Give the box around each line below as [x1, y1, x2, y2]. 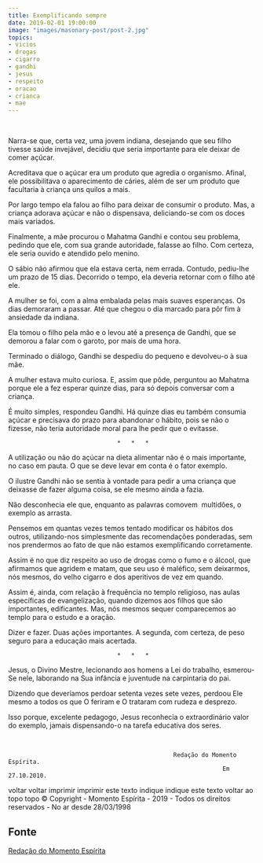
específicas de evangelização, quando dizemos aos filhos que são [8, 596, 224, 606]
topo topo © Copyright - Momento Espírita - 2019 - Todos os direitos [8, 794, 231, 803]
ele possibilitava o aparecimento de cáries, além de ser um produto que [8, 176, 240, 186]
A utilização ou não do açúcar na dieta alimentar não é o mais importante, [8, 453, 247, 463]
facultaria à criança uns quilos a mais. [8, 185, 131, 194]
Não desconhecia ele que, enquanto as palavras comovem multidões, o [8, 500, 242, 510]
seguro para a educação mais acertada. [8, 636, 137, 646]
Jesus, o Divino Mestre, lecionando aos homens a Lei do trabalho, [8, 666, 222, 675]
